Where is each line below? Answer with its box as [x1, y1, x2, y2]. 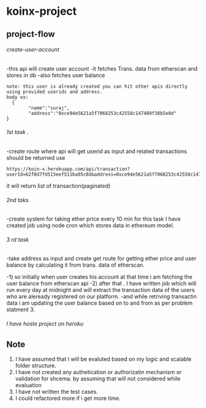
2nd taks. [6, 196, 31, 203]
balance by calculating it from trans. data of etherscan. [6, 261, 145, 269]
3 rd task [6, 235, 29, 243]
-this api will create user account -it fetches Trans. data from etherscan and [6, 65, 198, 72]
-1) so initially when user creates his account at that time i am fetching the [6, 273, 193, 281]
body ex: [6, 94, 29, 100]
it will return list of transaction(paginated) [6, 182, 111, 189]
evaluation [15, 382, 42, 389]
